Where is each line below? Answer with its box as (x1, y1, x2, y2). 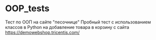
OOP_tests (5, 3, 50, 14)
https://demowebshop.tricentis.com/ (5, 29, 80, 35)
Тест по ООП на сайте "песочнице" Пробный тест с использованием (5, 19, 151, 25)
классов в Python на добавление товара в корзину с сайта (5, 24, 130, 30)
